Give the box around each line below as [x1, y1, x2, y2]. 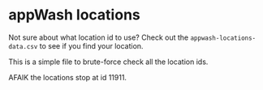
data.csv [8, 42, 38, 50]
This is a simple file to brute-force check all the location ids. [8, 57, 209, 66]
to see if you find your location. [39, 41, 144, 50]
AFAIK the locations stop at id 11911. [8, 72, 127, 82]
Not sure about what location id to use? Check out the [8, 32, 189, 42]
